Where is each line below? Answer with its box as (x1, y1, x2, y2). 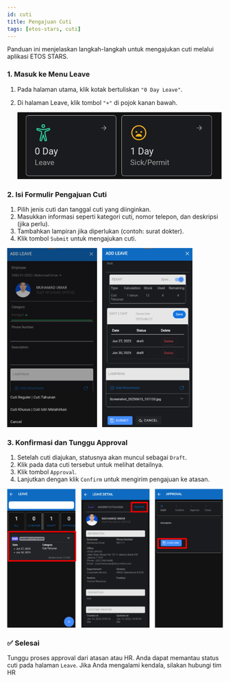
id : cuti (7, 11, 32, 18)
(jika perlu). (16, 219, 50, 228)
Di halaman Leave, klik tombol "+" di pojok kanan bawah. (16, 98, 178, 106)
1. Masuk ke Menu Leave (7, 69, 90, 79)
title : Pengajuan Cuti (7, 18, 72, 25)
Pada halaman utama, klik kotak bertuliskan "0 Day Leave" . (16, 85, 183, 93)
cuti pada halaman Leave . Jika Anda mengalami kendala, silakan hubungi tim (7, 661, 222, 670)
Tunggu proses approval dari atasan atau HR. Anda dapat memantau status (7, 654, 219, 662)
